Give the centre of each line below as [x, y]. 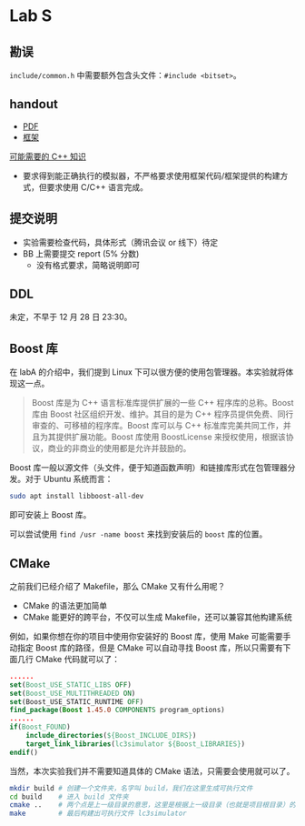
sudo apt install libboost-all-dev [77, 497]
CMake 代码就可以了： [78, 659]
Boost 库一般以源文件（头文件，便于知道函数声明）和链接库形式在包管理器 [148, 468]
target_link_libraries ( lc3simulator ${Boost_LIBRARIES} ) [136, 744]
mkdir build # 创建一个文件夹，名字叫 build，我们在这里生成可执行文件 [131, 788]
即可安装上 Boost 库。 [50, 515]
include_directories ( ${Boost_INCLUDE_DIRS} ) [111, 736]
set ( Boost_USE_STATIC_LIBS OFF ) [70, 685]
